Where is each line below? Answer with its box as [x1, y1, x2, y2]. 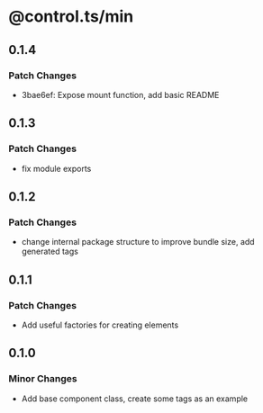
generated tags [21, 246, 78, 257]
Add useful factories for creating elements [21, 319, 179, 330]
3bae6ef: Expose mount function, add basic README [21, 89, 220, 100]
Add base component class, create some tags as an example [21, 393, 249, 404]
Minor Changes [8, 373, 77, 385]
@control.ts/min [8, 6, 134, 27]
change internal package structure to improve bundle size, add [21, 237, 255, 247]
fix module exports [21, 163, 92, 174]
